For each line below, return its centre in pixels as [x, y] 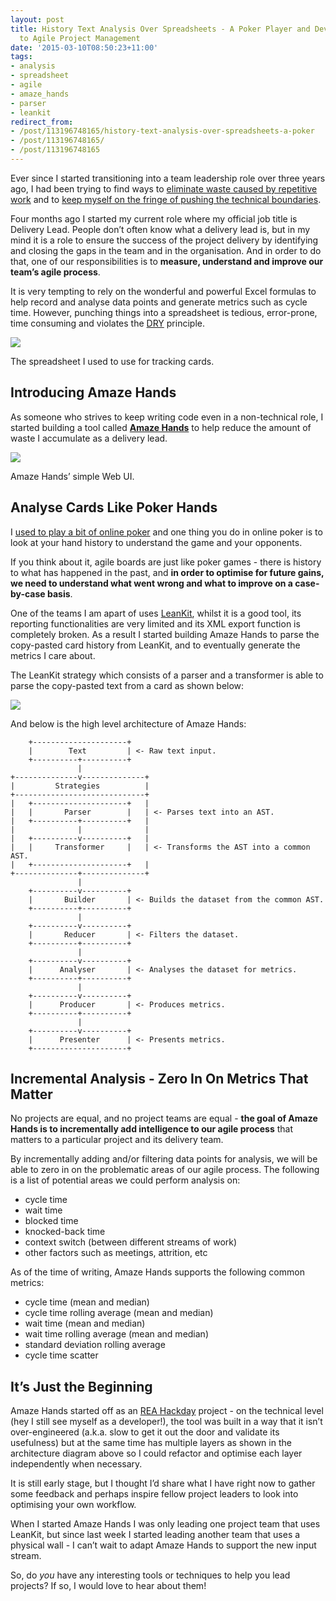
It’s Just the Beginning [81, 1386]
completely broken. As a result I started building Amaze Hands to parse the [165, 634]
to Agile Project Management [80, 38]
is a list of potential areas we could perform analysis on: [125, 1180]
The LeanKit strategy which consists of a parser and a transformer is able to [167, 675]
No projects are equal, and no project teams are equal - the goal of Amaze [164, 1118]
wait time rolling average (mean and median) [116, 1334]
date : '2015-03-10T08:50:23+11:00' [84, 47]
